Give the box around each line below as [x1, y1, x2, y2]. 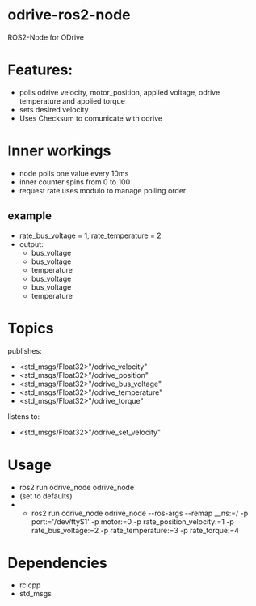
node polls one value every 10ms [19, 168, 129, 178]
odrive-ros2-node [7, 6, 131, 24]
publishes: [7, 345, 42, 355]
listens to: [7, 411, 40, 422]
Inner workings [7, 142, 111, 160]
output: [19, 239, 44, 248]
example [7, 209, 52, 223]
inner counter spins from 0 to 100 [19, 176, 131, 187]
